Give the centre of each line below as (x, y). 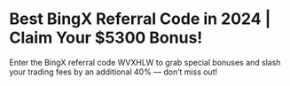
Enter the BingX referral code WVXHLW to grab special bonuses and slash (145, 62)
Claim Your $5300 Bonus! (106, 38)
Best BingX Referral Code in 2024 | (140, 19)
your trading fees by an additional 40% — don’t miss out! (114, 72)
